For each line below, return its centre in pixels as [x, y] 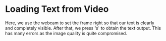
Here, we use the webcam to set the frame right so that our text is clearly [80, 23]
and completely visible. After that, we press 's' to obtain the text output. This [83, 28]
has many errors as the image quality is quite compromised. [66, 33]
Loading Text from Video [57, 9]
